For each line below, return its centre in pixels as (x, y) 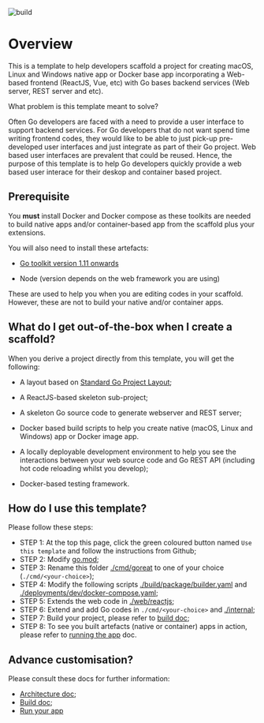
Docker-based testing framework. (74, 483)
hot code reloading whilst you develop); (84, 468)
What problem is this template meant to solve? (84, 106)
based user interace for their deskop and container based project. (115, 172)
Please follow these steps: (50, 527)
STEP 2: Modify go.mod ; (59, 560)
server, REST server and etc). (56, 91)
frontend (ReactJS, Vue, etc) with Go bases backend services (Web (140, 82)
